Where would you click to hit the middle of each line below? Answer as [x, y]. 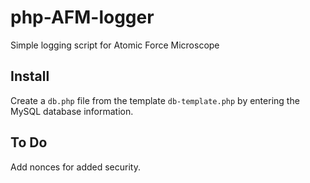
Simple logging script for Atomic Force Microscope [115, 45]
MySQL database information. [72, 111]
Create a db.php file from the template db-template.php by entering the [155, 100]
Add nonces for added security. [75, 167]
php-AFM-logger [82, 17]
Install [30, 76]
